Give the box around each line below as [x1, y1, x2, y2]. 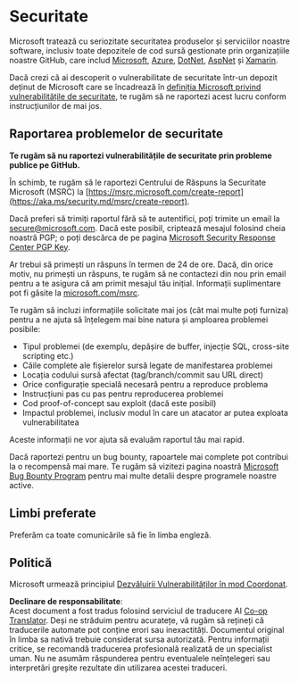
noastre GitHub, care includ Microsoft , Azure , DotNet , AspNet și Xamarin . [9, 54, 278, 65]
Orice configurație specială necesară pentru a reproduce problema [21, 378, 269, 389]
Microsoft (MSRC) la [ [9, 186, 89, 197]
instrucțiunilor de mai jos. [9, 100, 103, 111]
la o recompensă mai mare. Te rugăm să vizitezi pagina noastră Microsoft [9, 461, 279, 471]
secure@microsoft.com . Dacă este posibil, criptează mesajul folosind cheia [9, 222, 286, 233]
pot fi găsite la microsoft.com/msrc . [9, 287, 140, 298]
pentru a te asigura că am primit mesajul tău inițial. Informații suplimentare [9, 278, 281, 288]
